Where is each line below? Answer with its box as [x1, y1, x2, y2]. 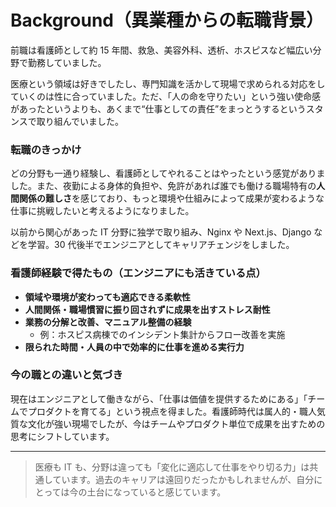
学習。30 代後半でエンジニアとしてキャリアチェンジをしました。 [27, 239, 295, 251]
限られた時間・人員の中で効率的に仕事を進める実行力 [24, 341, 245, 353]
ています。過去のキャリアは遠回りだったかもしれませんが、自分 [52, 473, 315, 485]
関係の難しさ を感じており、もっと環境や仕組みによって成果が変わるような [18, 192, 325, 205]
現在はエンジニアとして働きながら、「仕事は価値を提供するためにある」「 [10, 392, 308, 405]
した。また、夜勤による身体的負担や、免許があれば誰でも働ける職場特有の [10, 180, 317, 192]
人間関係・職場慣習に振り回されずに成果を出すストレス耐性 [24, 303, 271, 315]
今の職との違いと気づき [10, 368, 123, 382]
